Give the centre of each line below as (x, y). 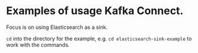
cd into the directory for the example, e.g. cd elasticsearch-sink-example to (99, 38)
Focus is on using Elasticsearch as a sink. (57, 27)
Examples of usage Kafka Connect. (95, 11)
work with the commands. (38, 45)
